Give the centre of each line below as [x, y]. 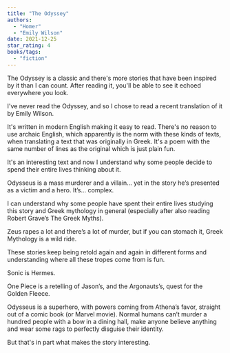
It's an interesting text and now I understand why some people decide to [110, 162]
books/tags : [24, 52]
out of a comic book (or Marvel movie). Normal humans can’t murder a [107, 314]
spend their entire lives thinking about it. [64, 169]
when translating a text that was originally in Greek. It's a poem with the [108, 141]
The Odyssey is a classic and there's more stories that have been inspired [112, 78]
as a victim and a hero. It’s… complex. [61, 190]
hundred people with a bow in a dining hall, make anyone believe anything [112, 321]
